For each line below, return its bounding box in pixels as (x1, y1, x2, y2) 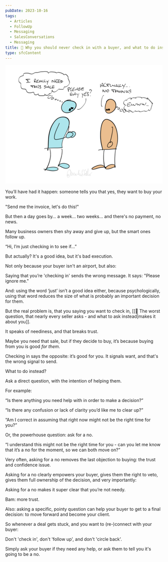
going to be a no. (5, 551, 40, 557)
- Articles (9, 19, 32, 24)
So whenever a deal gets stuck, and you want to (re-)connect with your (5, 521, 152, 527)
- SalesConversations (9, 35, 55, 40)
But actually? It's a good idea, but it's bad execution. (5, 253, 113, 259)
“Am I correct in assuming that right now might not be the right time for (5, 417, 151, 423)
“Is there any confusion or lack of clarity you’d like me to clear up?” (5, 407, 143, 413)
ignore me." (5, 278, 29, 284)
